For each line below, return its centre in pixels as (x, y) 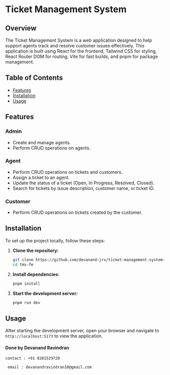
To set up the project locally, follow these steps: (55, 240)
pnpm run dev (26, 303)
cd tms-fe (23, 264)
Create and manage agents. (42, 142)
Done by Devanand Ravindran (37, 348)
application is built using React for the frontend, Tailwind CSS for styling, (81, 51)
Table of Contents (34, 78)
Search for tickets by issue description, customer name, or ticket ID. (83, 188)
